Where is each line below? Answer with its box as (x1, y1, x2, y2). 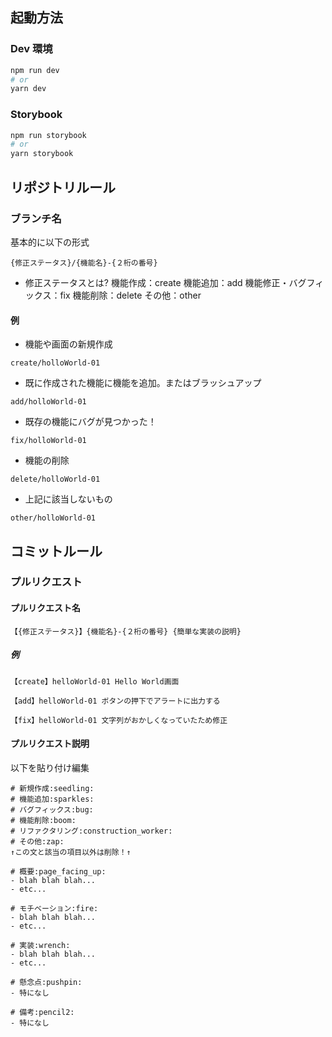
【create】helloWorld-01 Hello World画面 (10, 676, 180, 687)
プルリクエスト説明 (10, 738, 90, 750)
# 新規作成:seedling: (10, 783, 95, 793)
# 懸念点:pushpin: (10, 977, 83, 987)
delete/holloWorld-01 (10, 474, 101, 485)
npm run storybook (10, 130, 87, 140)
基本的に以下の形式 (10, 236, 90, 248)
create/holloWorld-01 (10, 358, 101, 368)
